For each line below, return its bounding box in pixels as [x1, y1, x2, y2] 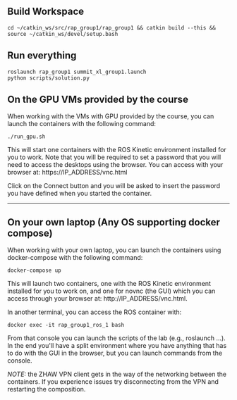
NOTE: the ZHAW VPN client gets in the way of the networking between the [7, 370, 227, 379]
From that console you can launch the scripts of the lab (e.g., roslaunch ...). [7, 334, 226, 342]
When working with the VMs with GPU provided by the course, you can [7, 112, 214, 120]
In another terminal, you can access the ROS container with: [7, 308, 182, 316]
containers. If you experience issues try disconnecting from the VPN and [7, 377, 219, 386]
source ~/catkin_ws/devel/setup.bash [7, 30, 119, 37]
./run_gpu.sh [7, 133, 46, 140]
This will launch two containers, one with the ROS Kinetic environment [7, 280, 212, 288]
